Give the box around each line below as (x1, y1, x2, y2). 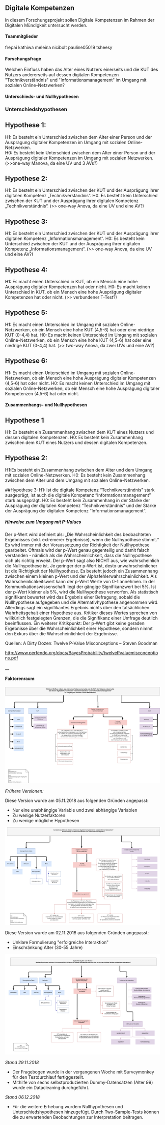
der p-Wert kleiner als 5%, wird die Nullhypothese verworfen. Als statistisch (5, 589, 159, 594)
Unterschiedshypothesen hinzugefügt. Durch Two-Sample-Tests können (12, 1109, 160, 1115)
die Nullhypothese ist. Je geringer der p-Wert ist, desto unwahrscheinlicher (5, 562, 158, 568)
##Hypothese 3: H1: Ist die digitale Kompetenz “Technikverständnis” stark (5, 487, 155, 493)
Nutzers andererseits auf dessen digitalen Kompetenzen (5, 72, 119, 78)
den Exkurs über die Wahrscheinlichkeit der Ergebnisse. (5, 630, 118, 636)
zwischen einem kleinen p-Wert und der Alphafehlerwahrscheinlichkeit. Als (5, 573, 157, 579)
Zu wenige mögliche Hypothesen (12, 817, 80, 823)
